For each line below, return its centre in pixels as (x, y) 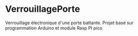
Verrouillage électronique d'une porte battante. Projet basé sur (69, 23)
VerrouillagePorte (43, 9)
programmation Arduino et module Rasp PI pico (54, 28)
